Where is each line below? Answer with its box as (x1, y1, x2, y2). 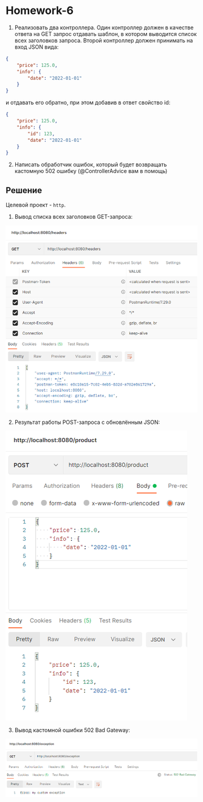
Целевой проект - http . (5, 202, 66, 209)
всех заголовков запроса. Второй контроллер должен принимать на (14, 37, 193, 44)
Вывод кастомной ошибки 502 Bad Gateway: (14, 726, 130, 734)
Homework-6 (5, 4, 74, 18)
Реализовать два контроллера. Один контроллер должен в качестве (14, 24, 194, 31)
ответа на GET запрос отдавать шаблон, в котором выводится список (14, 30, 197, 37)
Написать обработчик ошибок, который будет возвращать (14, 161, 167, 168)
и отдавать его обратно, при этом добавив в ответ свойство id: (5, 99, 171, 107)
